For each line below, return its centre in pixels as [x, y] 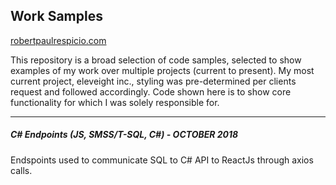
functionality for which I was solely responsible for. [115, 102]
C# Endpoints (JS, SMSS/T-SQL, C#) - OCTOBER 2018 [124, 135]
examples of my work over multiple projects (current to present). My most [162, 70]
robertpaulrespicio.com [58, 40]
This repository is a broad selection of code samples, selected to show [156, 60]
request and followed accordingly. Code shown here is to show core [151, 91]
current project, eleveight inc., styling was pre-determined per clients [153, 81]
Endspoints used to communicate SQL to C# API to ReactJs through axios [162, 160]
